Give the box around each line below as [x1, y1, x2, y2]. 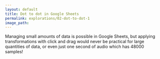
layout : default [5, 7, 38, 12]
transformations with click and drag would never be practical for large [5, 39, 144, 45]
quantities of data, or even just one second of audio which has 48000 [5, 44, 144, 49]
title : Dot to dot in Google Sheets [5, 12, 79, 16]
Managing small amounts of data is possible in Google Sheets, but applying [5, 34, 156, 39]
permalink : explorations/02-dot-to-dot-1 [5, 16, 90, 21]
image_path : [5, 20, 29, 25]
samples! [5, 49, 23, 55]
